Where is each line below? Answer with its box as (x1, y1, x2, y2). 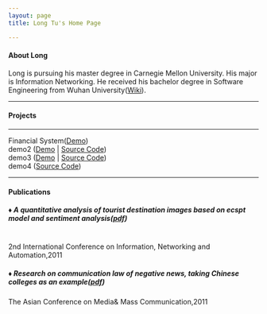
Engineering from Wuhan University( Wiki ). (8, 85, 147, 95)
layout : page (8, 11, 52, 20)
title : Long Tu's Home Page (8, 19, 102, 27)
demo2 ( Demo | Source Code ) (8, 144, 107, 153)
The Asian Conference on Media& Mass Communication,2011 (8, 297, 208, 307)
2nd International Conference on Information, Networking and (8, 242, 211, 251)
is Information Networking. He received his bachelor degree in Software (8, 76, 244, 86)
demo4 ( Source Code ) (8, 161, 82, 171)
